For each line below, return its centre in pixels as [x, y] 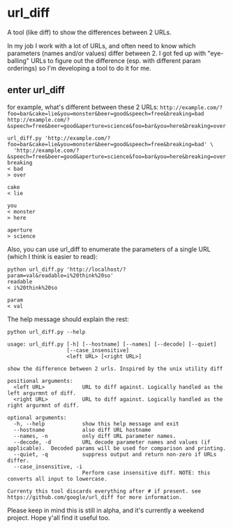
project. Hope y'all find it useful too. [59, 517]
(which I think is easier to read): [52, 256]
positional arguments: [40, 381]
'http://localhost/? [97, 269]
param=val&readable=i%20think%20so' [60, 275]
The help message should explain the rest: [68, 319]
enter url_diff [36, 90]
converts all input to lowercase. [58, 479]
